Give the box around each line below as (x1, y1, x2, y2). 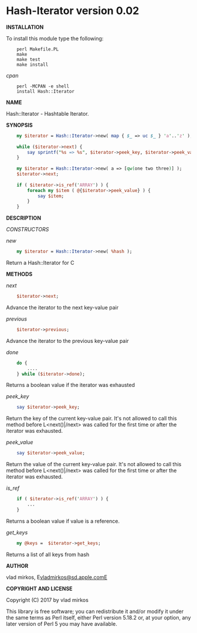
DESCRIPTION (6, 214, 42, 221)
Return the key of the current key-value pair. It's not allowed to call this (6, 415, 177, 422)
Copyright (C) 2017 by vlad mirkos (6, 596, 89, 603)
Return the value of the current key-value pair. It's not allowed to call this (6, 461, 182, 468)
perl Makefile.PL (16, 46, 59, 52)
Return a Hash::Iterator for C (6, 260, 74, 267)
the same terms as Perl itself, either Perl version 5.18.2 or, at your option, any (6, 614, 191, 621)
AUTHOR (6, 562, 29, 569)
